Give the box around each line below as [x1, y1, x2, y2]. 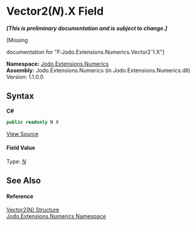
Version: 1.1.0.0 [6, 73, 44, 80]
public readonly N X [6, 119, 59, 125]
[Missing [6, 36, 29, 43]
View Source [6, 130, 39, 137]
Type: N [6, 157, 26, 165]
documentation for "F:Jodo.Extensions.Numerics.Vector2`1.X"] [6, 48, 165, 56]
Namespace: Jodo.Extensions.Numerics [6, 60, 109, 67]
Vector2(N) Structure [6, 206, 59, 214]
